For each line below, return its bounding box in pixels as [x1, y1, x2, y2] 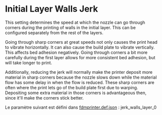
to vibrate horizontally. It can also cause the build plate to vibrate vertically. [5, 44, 155, 50]
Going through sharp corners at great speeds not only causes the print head [5, 39, 158, 45]
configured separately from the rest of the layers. [5, 30, 103, 35]
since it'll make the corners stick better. [5, 95, 84, 100]
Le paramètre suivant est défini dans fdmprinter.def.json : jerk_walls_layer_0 [5, 104, 157, 110]
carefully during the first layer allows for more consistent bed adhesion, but [5, 54, 156, 60]
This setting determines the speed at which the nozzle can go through [5, 19, 146, 25]
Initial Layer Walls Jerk [5, 3, 98, 15]
